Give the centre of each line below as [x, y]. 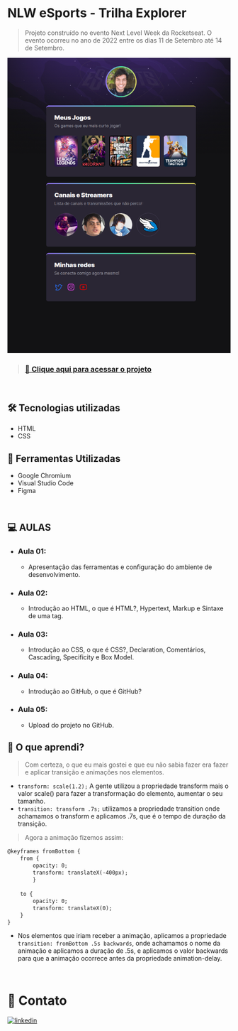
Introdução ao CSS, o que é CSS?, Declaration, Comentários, [117, 650]
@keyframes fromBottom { [44, 851]
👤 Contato [37, 1000]
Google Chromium [44, 475]
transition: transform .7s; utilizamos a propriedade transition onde [119, 809]
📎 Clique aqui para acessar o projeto [88, 369]
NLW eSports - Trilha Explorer [97, 13]
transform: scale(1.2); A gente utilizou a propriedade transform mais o [123, 786]
